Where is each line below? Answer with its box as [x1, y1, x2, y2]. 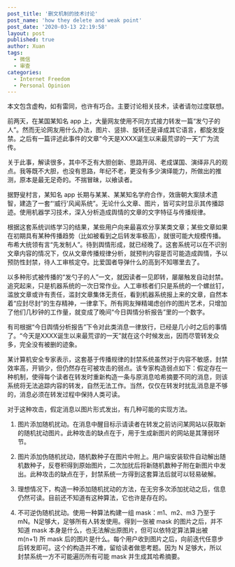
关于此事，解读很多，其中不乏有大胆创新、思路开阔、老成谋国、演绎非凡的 [7, 158, 222, 167]
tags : [7, 50, 23, 57]
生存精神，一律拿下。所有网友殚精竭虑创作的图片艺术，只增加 [49, 299, 227, 308]
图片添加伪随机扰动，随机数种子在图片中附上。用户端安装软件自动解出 [17, 453, 220, 461]
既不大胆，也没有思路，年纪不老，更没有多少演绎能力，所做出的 [31, 167, 215, 175]
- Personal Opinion [13, 82, 71, 89]
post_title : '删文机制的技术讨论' [7, 10, 99, 18]
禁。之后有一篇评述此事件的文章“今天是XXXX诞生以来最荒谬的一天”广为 [7, 135, 213, 143]
